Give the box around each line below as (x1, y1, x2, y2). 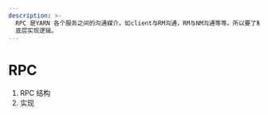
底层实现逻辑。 (15, 26, 57, 34)
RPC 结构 (19, 89, 50, 98)
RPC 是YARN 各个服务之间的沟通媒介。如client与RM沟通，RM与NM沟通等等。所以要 (15, 19, 251, 27)
